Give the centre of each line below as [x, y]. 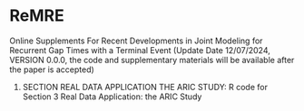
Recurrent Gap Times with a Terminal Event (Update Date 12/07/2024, [140, 50]
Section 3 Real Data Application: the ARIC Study [112, 97]
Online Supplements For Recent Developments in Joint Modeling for [136, 41]
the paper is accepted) [52, 69]
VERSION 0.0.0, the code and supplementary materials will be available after [152, 60]
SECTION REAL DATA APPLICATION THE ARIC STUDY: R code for [145, 87]
